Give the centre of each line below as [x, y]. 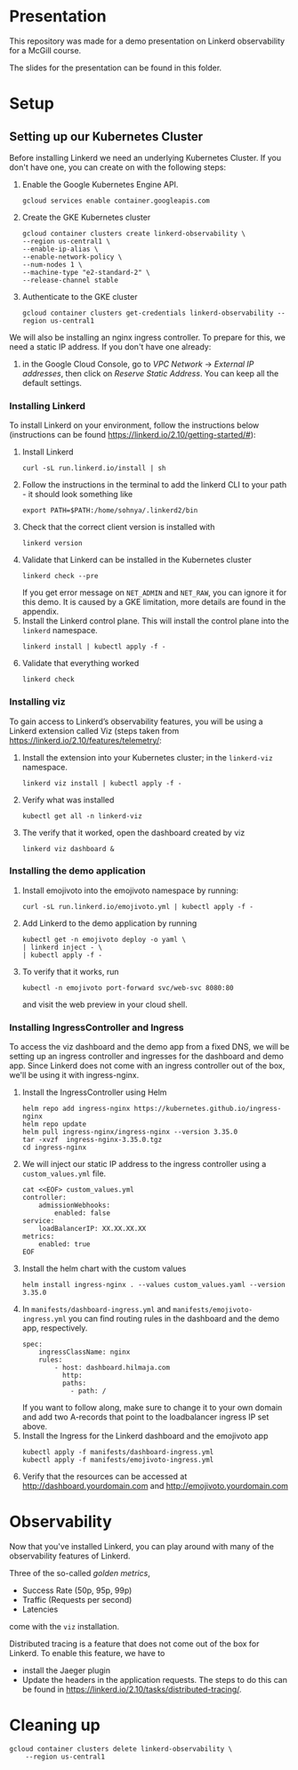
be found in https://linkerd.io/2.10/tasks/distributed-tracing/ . [132, 1690]
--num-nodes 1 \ [52, 264]
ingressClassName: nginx [85, 1352]
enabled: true [64, 1244]
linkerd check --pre [60, 576]
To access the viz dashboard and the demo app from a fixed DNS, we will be [149, 1047]
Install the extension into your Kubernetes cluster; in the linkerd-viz [147, 757]
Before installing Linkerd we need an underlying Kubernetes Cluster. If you [145, 157]
